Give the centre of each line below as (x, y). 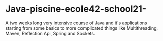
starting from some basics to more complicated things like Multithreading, (82, 28)
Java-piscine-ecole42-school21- (76, 9)
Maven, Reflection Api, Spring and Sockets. (50, 33)
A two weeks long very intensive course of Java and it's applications (76, 23)
